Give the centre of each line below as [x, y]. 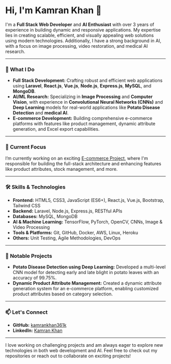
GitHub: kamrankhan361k [39, 325]
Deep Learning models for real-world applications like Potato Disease [86, 108]
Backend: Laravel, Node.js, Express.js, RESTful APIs [67, 211]
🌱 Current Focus [26, 147]
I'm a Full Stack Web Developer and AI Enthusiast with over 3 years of [80, 24]
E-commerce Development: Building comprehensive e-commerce [82, 118]
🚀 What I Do [20, 69]
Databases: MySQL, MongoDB [45, 216]
